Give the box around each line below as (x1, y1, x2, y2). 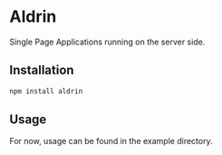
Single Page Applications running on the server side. (9, 36, 206, 47)
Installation (9, 63, 74, 78)
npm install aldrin (9, 86, 83, 96)
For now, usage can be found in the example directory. (9, 136, 213, 147)
